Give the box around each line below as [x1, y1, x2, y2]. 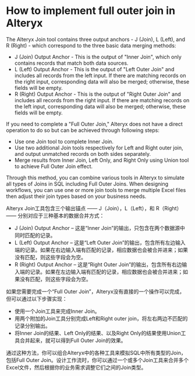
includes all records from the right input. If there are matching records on [14, 96, 190, 103]
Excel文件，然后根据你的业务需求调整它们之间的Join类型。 [6, 364, 147, 371]
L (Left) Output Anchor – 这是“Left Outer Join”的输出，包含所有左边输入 [14, 239, 186, 246]
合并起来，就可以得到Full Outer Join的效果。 [19, 337, 126, 344]
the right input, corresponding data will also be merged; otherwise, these [14, 78, 190, 85]
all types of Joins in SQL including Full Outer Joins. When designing [6, 180, 169, 187]
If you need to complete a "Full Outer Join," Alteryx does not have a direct [6, 120, 183, 127]
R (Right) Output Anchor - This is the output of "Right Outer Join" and [14, 90, 182, 98]
